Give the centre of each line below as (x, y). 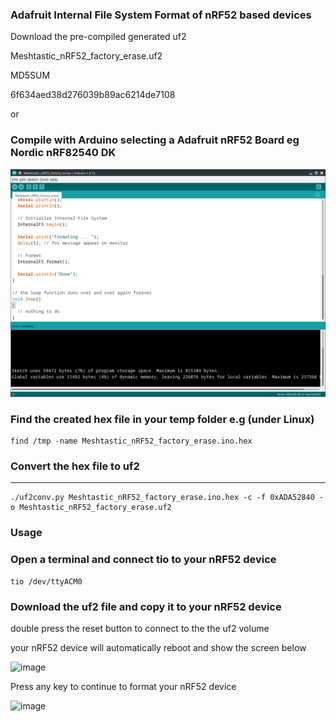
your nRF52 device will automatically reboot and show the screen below (158, 647)
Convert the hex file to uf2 (75, 466)
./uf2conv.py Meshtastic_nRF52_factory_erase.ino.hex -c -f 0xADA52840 (162, 498)
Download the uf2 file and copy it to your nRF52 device (146, 606)
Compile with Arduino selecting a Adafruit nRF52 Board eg (155, 140)
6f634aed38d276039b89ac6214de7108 (93, 95)
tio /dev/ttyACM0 (46, 581)
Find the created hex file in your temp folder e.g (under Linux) (162, 419)
